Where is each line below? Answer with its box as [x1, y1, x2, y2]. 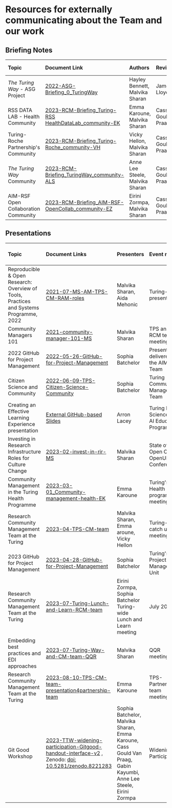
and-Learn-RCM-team [46, 606, 103, 613]
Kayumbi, [117, 769, 140, 776]
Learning [8, 414, 30, 421]
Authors [129, 64, 150, 71]
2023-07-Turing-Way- [46, 646, 105, 653]
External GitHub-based [46, 411, 102, 418]
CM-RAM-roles [46, 294, 84, 302]
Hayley [129, 76, 146, 83]
